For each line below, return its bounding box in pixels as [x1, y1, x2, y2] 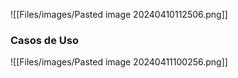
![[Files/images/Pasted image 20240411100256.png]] [10, 56, 228, 68]
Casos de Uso [10, 33, 79, 47]
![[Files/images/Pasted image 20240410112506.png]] [10, 9, 228, 20]
